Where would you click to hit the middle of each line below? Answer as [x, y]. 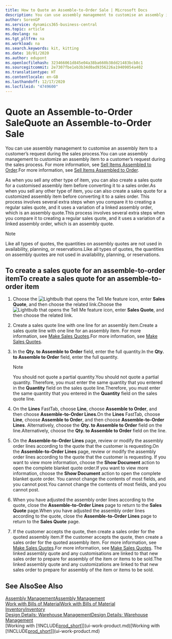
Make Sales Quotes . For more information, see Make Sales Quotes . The [87, 548]
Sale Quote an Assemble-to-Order [79, 123]
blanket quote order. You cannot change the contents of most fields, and [89, 479]
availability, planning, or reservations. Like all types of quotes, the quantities [85, 249]
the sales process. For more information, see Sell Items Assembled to [79, 165]
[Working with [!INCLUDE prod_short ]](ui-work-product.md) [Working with [83, 626]
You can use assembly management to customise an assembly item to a [81, 148]
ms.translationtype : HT [31, 72]
